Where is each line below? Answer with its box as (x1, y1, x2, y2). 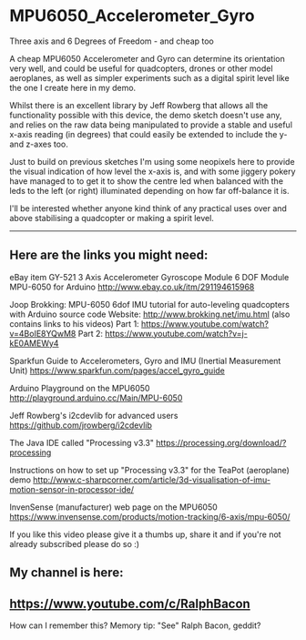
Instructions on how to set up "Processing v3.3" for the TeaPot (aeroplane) (9, 464, 290, 475)
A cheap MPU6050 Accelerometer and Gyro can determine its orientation (9, 53, 285, 64)
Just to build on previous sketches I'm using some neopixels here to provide (9, 156, 295, 167)
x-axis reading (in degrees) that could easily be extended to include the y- (9, 128, 288, 139)
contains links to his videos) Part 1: (9, 318, 139, 329)
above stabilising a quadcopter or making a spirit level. (9, 212, 214, 223)
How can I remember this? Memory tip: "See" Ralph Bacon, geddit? (9, 620, 261, 631)
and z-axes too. (9, 138, 68, 149)
